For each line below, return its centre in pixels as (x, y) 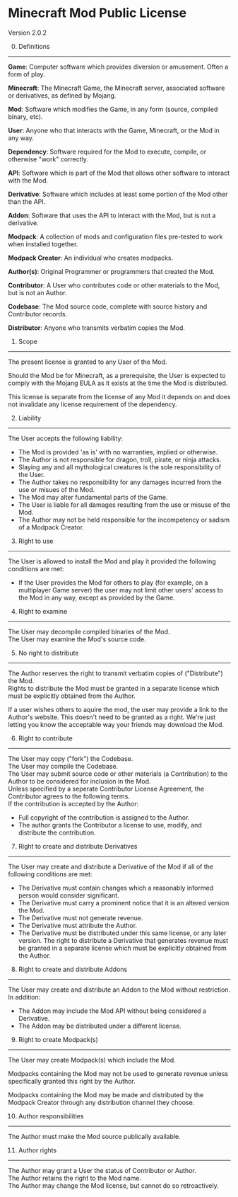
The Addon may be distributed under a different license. (100, 1026)
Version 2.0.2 (28, 33)
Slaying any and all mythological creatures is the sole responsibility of (120, 467)
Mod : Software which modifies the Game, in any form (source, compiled (113, 109)
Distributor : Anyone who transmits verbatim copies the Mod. (97, 328)
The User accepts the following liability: (65, 438)
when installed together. (43, 244)
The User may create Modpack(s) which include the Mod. (92, 1060)
